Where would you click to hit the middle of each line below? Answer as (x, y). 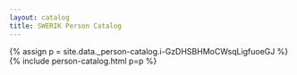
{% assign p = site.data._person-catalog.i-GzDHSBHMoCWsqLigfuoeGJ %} (149, 51)
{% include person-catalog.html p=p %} (83, 61)
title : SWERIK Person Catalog (66, 26)
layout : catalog (39, 17)
